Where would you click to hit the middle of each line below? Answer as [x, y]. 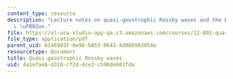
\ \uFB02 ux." [32, 26]
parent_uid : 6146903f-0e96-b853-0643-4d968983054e [82, 45]
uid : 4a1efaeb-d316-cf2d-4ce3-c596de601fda [71, 65]
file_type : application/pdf [48, 39]
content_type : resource [42, 13]
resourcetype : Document [42, 52]
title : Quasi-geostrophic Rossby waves [65, 58]
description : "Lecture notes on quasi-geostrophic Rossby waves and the [114, 20]
